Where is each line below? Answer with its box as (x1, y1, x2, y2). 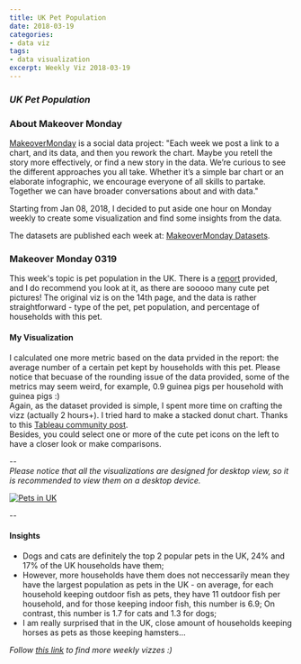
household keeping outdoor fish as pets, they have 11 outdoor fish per (22, 588, 281, 599)
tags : (9, 47, 30, 56)
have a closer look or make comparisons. (9, 438, 162, 449)
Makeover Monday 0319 (9, 253, 118, 266)
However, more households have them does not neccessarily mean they (22, 569, 290, 580)
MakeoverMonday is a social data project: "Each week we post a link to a (9, 138, 280, 149)
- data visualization (9, 55, 91, 64)
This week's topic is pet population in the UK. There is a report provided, (9, 273, 279, 284)
